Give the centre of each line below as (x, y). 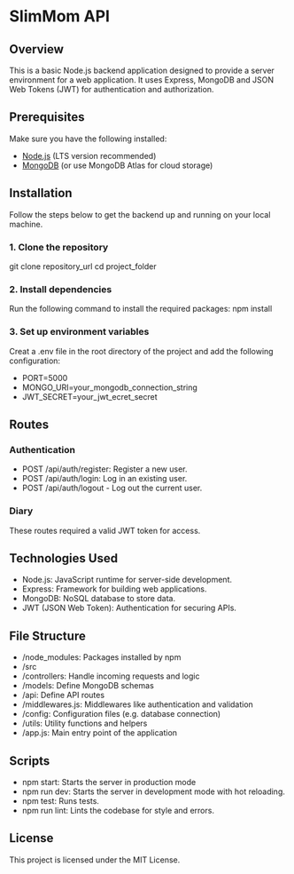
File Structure (47, 636)
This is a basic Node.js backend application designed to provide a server (142, 70)
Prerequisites (47, 117)
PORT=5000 (45, 377)
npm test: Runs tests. (61, 800)
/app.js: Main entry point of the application (100, 733)
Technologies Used (63, 558)
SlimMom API (60, 16)
